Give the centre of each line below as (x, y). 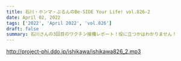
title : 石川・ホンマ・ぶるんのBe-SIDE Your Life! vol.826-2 (78, 12)
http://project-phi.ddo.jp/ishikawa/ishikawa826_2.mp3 (74, 51)
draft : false (23, 29)
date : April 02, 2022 (33, 18)
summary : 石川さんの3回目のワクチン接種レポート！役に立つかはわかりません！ (91, 34)
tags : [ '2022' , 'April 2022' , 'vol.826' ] (59, 23)
